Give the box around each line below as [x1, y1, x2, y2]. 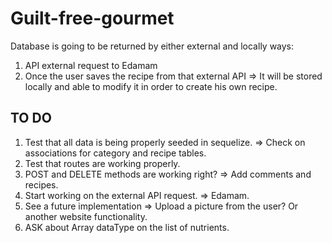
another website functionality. [24, 210, 148, 222]
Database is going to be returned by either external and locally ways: [10, 40, 295, 52]
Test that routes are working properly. [24, 157, 181, 169]
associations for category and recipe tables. [24, 147, 207, 159]
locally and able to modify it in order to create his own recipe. [24, 80, 278, 92]
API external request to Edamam [24, 59, 158, 71]
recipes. [24, 178, 59, 191]
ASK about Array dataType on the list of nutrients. [24, 221, 230, 233]
